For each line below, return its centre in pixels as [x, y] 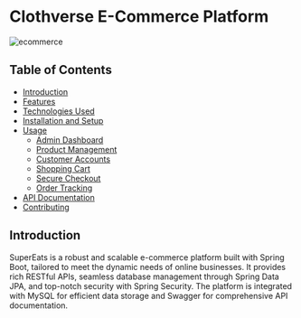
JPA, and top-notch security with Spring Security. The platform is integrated [150, 285]
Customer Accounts [73, 159]
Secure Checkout [68, 178]
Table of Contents [61, 70]
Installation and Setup [63, 120]
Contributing [46, 207]
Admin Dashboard [70, 140]
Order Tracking [64, 188]
